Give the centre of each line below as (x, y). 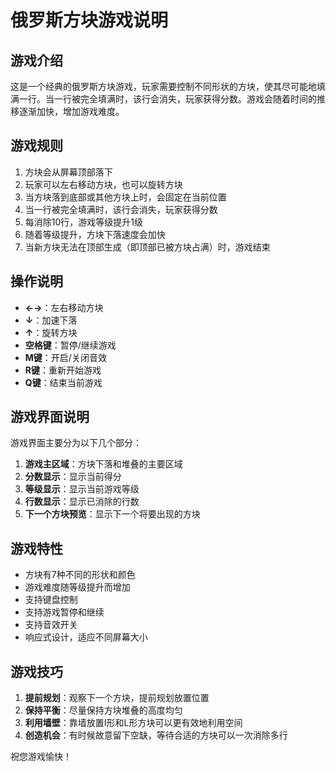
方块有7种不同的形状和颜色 (80, 575)
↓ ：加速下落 (51, 320)
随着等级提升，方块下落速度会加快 (95, 234)
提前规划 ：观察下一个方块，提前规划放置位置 (117, 698)
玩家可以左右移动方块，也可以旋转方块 (103, 184)
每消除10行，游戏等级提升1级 (84, 222)
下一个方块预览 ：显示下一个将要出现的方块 (112, 514)
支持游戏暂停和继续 (64, 612)
